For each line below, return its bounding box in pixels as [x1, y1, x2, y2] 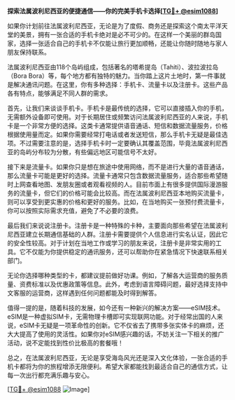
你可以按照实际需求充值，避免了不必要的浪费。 [7, 207, 142, 214]
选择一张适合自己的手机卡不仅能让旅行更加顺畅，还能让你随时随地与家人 [19, 39, 228, 48]
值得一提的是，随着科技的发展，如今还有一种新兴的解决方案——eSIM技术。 [7, 304, 225, 312]
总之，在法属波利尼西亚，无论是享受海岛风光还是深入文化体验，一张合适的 [7, 354, 222, 361]
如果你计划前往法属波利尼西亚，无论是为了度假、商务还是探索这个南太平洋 [7, 22, 222, 30]
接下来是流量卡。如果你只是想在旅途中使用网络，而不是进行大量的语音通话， [7, 163, 228, 171]
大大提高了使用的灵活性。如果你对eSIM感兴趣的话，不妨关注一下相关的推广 [7, 330, 225, 338]
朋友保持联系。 [7, 48, 50, 56]
